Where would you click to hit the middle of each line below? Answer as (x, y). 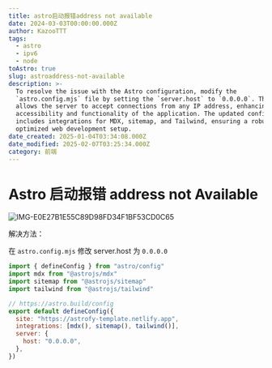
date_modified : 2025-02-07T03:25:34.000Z (79, 144)
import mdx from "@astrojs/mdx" (63, 274)
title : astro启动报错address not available (80, 16)
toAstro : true (32, 69)
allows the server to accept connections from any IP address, (124, 106)
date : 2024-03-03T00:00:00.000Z (63, 24)
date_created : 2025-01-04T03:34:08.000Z (78, 136)
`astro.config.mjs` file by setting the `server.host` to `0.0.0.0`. (135, 99)
